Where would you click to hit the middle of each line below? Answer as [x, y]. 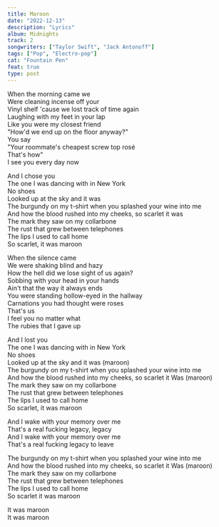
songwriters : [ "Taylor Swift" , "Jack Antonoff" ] [81, 47]
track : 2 [20, 41]
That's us [21, 311]
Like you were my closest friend [54, 124]
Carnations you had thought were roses [66, 303]
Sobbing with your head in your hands [63, 280]
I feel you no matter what [44, 318]
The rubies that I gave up [44, 325]
